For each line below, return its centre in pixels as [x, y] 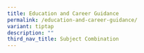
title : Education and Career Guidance [63, 13]
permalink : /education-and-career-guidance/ [72, 20]
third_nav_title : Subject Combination [63, 39]
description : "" [30, 33]
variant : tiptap [30, 26]
